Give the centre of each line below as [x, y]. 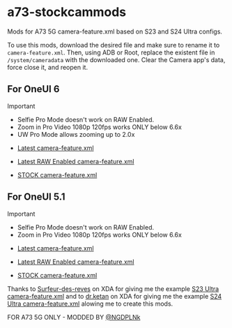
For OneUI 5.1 [36, 197]
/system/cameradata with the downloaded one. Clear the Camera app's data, [116, 59]
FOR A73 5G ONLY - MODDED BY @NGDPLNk [74, 317]
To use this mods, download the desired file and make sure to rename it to [114, 45]
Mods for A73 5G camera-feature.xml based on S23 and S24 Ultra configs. [115, 31]
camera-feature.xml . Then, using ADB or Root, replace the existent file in [111, 52]
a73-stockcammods [67, 12]
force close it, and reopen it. [48, 67]
